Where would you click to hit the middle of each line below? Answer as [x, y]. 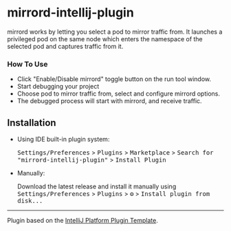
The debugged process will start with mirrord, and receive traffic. [109, 101]
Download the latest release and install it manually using [97, 186]
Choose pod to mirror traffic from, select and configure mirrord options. [118, 93]
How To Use [27, 64]
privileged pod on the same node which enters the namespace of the [105, 38]
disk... [30, 201]
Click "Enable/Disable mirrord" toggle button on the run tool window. [114, 79]
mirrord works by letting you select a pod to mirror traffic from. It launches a [115, 32]
